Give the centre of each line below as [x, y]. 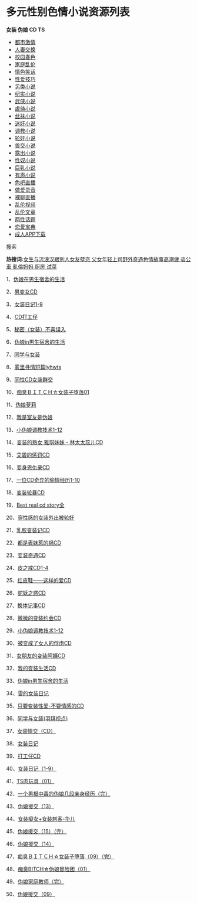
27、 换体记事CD [26, 605]
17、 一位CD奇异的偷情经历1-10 [43, 480]
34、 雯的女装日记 [27, 693]
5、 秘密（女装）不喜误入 [36, 329]
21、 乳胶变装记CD [28, 530]
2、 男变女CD [22, 291]
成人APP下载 [30, 234]
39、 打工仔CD [24, 756]
